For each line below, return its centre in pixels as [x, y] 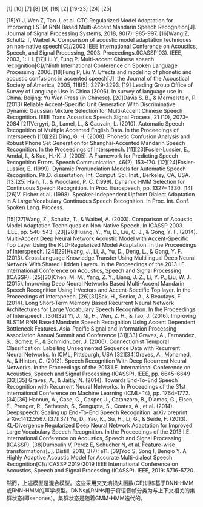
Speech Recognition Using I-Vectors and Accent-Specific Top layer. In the [98, 290]
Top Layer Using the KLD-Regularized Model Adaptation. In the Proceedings [101, 245]
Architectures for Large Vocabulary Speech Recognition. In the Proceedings [101, 309]
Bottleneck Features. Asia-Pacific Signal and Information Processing [92, 329]
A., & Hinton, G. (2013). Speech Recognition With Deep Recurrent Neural [96, 361]
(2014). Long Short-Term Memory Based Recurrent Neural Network [90, 303]
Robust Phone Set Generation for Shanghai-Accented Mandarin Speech [96, 143]
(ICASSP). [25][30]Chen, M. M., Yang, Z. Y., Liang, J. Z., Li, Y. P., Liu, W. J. [98, 277]
